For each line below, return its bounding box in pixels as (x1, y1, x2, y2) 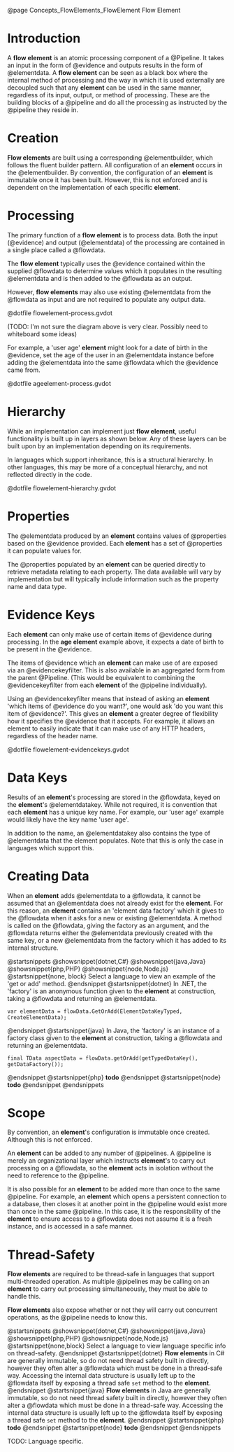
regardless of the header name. (7, 731, 98, 740)
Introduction (7, 31, 81, 46)
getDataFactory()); (7, 1060, 64, 1067)
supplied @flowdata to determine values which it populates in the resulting (7, 266, 222, 275)
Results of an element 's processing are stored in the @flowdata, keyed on (7, 793, 221, 801)
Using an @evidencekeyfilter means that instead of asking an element (7, 694, 210, 703)
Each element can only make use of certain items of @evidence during (7, 630, 212, 638)
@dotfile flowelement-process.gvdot (7, 308, 113, 317)
